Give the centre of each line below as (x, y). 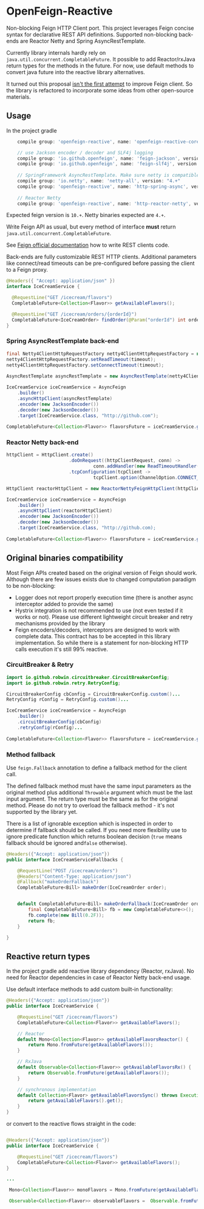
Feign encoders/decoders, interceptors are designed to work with (97, 630)
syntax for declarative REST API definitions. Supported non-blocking (92, 34)
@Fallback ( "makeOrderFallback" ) (58, 882)
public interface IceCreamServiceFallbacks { (65, 859)
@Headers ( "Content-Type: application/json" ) (74, 877)
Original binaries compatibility (65, 558)
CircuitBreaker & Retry (40, 665)
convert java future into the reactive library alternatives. (76, 72)
